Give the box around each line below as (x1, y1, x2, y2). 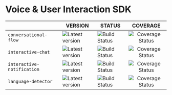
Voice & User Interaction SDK (5, 4, 132, 15)
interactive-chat (8, 49, 50, 55)
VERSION (66, 22, 89, 29)
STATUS (100, 22, 121, 29)
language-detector (8, 78, 53, 84)
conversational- (8, 32, 48, 38)
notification (8, 66, 40, 72)
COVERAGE (132, 22, 161, 29)
